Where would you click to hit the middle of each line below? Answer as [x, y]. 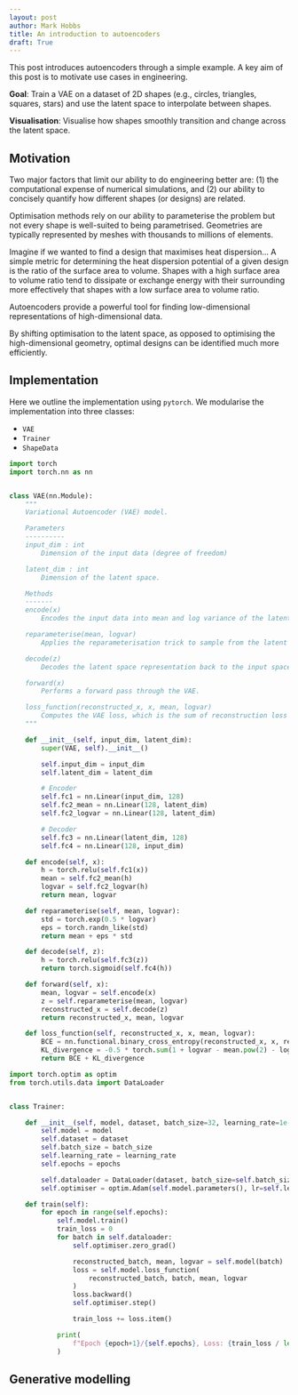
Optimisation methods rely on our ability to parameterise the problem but [142, 216]
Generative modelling [70, 1379]
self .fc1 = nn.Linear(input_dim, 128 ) [113, 797]
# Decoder [59, 829]
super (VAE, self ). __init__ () [95, 748]
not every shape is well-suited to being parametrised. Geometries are [136, 225]
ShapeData [40, 448]
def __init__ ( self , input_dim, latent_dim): [109, 740]
